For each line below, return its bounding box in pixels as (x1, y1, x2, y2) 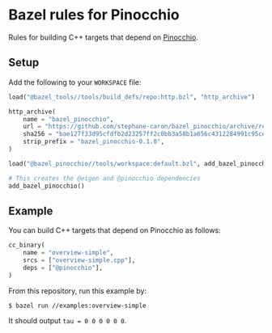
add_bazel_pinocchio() (8, 182, 85, 190)
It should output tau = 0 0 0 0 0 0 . (8, 315, 127, 325)
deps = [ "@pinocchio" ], (23, 263, 104, 272)
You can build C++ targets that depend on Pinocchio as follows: (8, 226, 221, 235)
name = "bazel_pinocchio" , (23, 115, 114, 123)
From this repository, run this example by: (8, 285, 147, 296)
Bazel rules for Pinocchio (8, 6, 180, 24)
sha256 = (23, 130, 53, 138)
